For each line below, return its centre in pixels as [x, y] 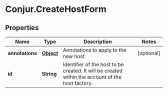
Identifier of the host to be [93, 64]
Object [50, 53]
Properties [22, 28]
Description [98, 42]
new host [74, 56]
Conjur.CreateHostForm [56, 9]
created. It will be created [92, 71]
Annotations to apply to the [94, 50]
